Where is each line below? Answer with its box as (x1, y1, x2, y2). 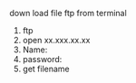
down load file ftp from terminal (9, 8, 127, 18)
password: (22, 54, 63, 64)
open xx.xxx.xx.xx (22, 35, 91, 45)
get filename (22, 63, 70, 74)
